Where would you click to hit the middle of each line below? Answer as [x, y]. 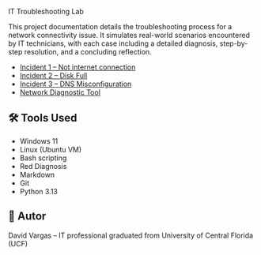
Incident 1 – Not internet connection [78, 67]
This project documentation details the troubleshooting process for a [120, 26]
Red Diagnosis [43, 166]
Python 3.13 [38, 191]
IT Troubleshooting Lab [46, 11]
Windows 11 [39, 141]
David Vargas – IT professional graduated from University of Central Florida [131, 235]
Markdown [37, 174]
